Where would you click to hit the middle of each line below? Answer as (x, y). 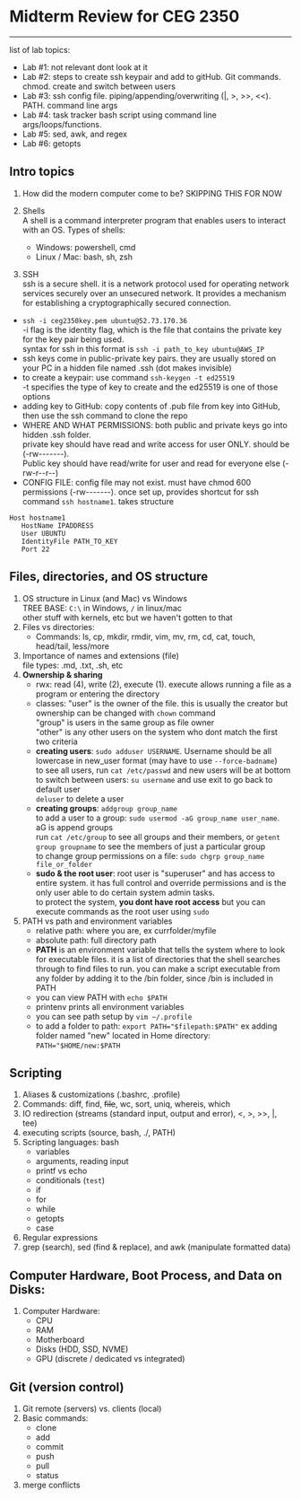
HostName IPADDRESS (57, 526)
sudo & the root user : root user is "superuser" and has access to (155, 873)
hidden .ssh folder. (56, 434)
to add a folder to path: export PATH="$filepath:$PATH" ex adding (156, 1026)
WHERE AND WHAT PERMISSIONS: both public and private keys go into (155, 425)
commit (50, 1446)
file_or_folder (64, 864)
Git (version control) (67, 1387)
